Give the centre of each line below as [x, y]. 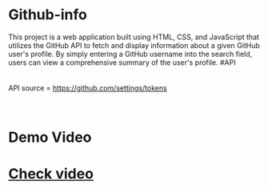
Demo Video [50, 137]
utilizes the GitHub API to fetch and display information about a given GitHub [134, 45]
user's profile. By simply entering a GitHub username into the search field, [130, 54]
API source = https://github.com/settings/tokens [88, 88]
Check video [51, 174]
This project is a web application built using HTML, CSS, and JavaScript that [134, 37]
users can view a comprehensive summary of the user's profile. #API [122, 62]
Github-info [48, 15]
